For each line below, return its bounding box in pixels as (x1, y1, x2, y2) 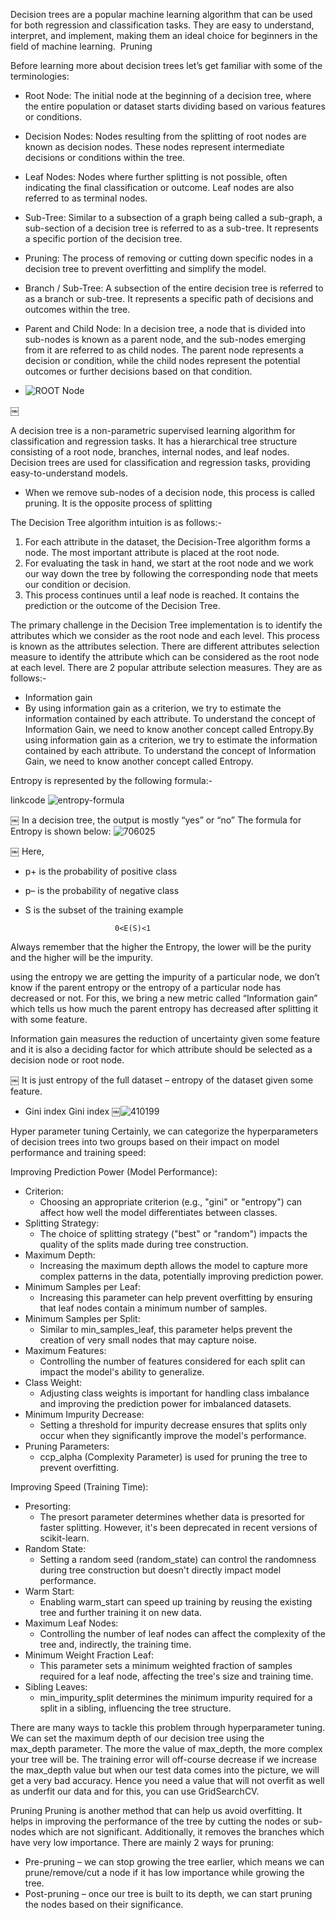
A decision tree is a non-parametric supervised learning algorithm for (10, 425, 296, 436)
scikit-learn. (39, 1532, 90, 1544)
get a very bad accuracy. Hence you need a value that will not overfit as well (10, 1775, 325, 1786)
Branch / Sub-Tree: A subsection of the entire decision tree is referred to (24, 282, 324, 294)
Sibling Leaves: (24, 1681, 88, 1693)
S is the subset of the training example (24, 904, 184, 916)
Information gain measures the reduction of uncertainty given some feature (10, 1033, 321, 1044)
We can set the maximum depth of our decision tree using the (10, 1732, 265, 1744)
